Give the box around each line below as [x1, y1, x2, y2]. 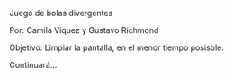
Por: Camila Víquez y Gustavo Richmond [9, 25, 159, 35]
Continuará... [9, 60, 58, 70]
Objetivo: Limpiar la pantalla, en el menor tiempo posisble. [9, 42, 225, 53]
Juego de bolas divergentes [9, 8, 113, 18]
